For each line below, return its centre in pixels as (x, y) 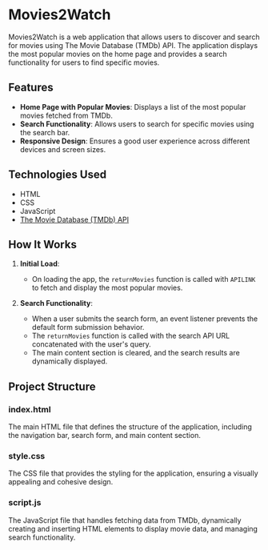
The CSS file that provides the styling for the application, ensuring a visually (133, 473)
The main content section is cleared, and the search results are (136, 353)
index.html (30, 409)
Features (31, 88)
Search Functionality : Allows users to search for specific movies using (137, 124)
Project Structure (52, 386)
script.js (25, 503)
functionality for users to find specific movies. (84, 62)
